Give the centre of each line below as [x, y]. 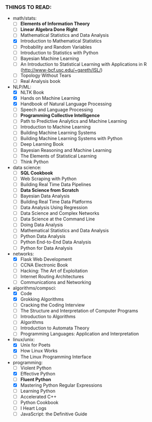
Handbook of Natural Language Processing [66, 104]
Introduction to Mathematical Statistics [61, 41]
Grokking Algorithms [42, 299]
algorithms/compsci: [34, 288]
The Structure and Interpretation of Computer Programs [79, 311]
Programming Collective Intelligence [60, 116]
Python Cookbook [39, 402]
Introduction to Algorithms [48, 317]
